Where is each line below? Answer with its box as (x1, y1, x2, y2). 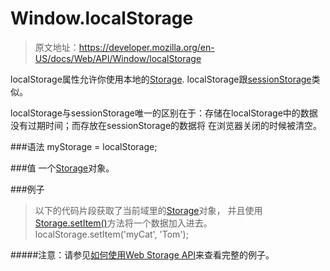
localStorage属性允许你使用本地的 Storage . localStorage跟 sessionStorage (10, 73, 312, 85)
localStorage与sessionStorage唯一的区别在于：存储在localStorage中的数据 (10, 107, 318, 119)
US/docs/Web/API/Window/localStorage (34, 52, 202, 64)
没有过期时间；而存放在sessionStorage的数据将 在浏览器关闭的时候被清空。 (10, 119, 323, 131)
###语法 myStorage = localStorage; (10, 140, 158, 152)
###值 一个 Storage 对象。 (10, 162, 115, 174)
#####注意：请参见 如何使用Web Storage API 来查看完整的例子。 (10, 248, 275, 261)
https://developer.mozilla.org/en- (78, 41, 215, 53)
